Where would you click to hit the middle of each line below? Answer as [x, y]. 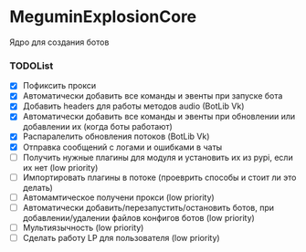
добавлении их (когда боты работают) [98, 127]
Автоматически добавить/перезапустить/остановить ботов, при [148, 207]
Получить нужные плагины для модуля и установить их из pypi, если [158, 157]
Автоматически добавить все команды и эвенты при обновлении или [159, 117]
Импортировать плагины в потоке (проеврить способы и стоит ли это [159, 177]
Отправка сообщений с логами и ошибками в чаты [122, 147]
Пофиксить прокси [59, 86]
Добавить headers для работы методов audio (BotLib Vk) [133, 106]
